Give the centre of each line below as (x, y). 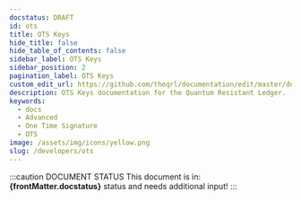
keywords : (28, 101)
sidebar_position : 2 (48, 68)
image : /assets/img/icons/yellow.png (80, 143)
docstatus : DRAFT (42, 17)
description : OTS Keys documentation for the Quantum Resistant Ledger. (148, 92)
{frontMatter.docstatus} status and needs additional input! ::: (123, 186)
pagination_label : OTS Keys (62, 76)
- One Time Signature (58, 126)
